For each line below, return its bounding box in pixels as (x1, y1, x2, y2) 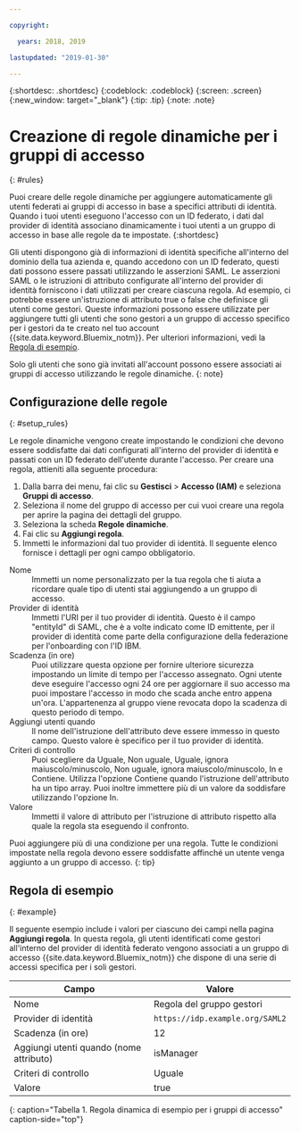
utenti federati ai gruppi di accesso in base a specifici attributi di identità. (9, 202, 277, 212)
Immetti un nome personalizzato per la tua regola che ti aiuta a (31, 575, 262, 585)
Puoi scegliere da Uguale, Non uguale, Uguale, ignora (31, 755, 229, 765)
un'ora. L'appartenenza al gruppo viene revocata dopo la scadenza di (31, 698, 287, 708)
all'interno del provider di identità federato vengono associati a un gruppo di (9, 942, 289, 953)
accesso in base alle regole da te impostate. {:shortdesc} (9, 229, 220, 241)
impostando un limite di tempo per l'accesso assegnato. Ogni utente (31, 669, 283, 680)
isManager (153, 1046, 199, 1059)
